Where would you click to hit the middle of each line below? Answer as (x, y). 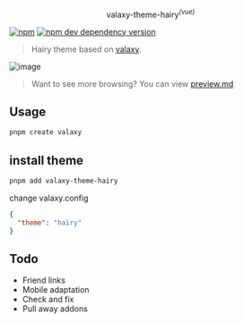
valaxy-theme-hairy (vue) (151, 14)
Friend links (43, 280)
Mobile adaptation (56, 290)
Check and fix (48, 300)
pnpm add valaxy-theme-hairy (64, 181)
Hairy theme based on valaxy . (86, 49)
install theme (46, 160)
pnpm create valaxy (46, 132)
